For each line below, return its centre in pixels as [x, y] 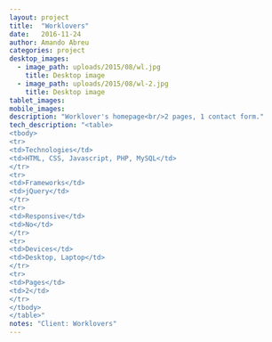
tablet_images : [37, 100]
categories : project [48, 51]
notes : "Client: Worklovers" [63, 324]
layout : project [39, 17]
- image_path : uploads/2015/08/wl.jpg [89, 68]
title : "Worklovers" [49, 26]
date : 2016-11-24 [45, 34]
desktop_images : [39, 59]
